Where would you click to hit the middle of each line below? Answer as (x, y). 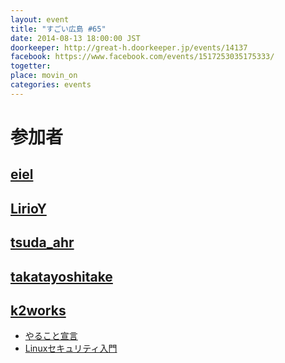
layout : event (40, 19)
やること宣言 (51, 336)
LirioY (28, 208)
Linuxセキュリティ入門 (71, 348)
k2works (38, 310)
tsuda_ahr (42, 242)
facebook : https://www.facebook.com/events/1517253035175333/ (142, 57)
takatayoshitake (61, 276)
